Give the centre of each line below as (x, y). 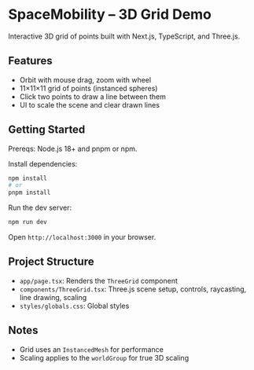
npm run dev (28, 222)
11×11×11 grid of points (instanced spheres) (88, 88)
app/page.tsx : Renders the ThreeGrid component (99, 280)
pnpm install (29, 193)
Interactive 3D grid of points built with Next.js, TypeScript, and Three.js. (124, 36)
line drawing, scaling (53, 297)
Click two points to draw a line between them (93, 97)
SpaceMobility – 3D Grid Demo (110, 15)
